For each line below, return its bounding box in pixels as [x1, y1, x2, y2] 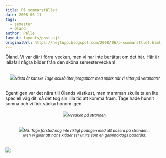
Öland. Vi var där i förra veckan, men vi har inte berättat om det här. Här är [5, 54, 160, 60]
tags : [5, 17, 17, 22]
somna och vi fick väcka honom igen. [5, 100, 83, 106]
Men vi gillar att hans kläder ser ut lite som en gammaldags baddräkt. [23, 132, 147, 138]
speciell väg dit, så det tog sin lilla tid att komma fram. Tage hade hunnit [5, 95, 154, 101]
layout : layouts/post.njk [5, 36, 60, 41]
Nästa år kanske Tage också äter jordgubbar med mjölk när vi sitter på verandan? [14, 75, 160, 81]
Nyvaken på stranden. [67, 112, 107, 118]
